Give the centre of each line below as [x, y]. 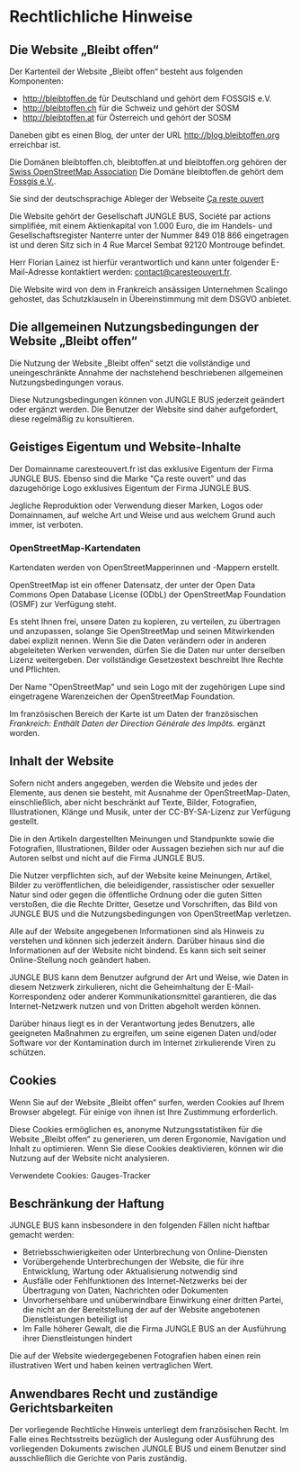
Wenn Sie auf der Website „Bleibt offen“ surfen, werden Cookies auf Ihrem [147, 1102]
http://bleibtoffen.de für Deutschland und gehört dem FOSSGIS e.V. [147, 98]
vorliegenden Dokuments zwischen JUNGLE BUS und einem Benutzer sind [148, 1449]
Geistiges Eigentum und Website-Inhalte [125, 447]
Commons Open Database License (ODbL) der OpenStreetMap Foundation [147, 594]
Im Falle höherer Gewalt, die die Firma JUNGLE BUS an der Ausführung [154, 1329]
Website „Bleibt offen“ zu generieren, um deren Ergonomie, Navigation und [148, 1139]
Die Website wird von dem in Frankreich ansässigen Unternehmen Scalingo [149, 289]
